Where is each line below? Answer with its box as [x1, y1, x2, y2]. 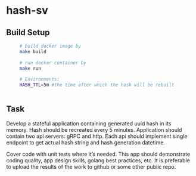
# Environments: [19, 76, 60, 82]
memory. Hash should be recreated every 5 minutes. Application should [6, 126, 182, 133]
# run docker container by [19, 60, 86, 66]
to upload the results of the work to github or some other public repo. [6, 163, 176, 170]
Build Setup [6, 27, 50, 38]
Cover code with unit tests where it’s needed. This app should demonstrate [6, 150, 191, 158]
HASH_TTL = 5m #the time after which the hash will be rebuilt [19, 82, 175, 88]
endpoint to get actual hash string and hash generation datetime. [6, 138, 166, 146]
